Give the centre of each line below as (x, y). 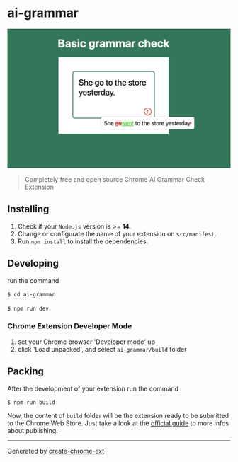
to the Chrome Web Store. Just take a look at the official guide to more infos (118, 423)
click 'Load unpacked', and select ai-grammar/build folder (102, 349)
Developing (33, 264)
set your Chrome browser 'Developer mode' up (86, 342)
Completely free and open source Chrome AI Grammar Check (115, 179)
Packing (26, 372)
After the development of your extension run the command (93, 388)
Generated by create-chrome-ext (56, 451)
